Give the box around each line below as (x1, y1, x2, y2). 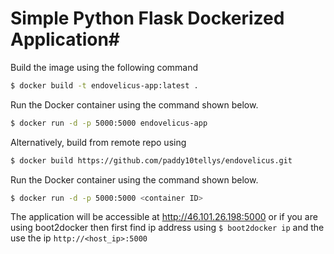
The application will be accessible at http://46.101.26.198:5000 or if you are (10, 211, 318, 223)
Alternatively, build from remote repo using (10, 136, 187, 148)
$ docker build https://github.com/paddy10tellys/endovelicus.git (10, 155, 293, 166)
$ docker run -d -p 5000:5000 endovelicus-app (10, 118, 208, 128)
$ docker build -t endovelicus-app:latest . (10, 80, 199, 91)
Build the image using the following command (10, 61, 199, 73)
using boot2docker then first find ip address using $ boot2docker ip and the (10, 222, 325, 234)
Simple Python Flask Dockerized (10, 7, 285, 30)
